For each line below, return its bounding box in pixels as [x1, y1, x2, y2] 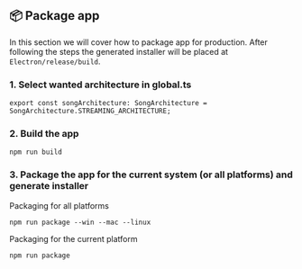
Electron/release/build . [9, 56, 101, 67]
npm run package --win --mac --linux [9, 218, 151, 227]
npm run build [9, 148, 63, 157]
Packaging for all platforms [9, 200, 110, 211]
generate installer [9, 180, 89, 193]
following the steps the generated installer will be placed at [9, 46, 228, 57]
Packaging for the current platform [9, 233, 138, 244]
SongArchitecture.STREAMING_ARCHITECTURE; [9, 107, 171, 116]
